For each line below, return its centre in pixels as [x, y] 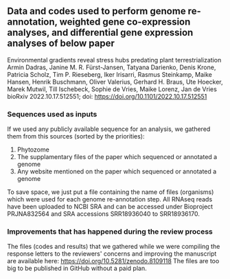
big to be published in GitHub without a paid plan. [77, 268]
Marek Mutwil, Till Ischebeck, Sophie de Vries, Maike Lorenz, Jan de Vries [112, 89]
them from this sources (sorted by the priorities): [76, 136]
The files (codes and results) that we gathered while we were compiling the [114, 247]
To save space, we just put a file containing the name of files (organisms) [111, 192]
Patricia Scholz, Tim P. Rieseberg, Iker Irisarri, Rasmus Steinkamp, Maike [110, 74]
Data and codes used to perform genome [97, 11]
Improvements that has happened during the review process [110, 232]
